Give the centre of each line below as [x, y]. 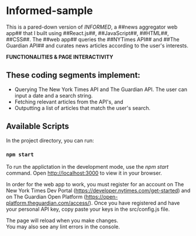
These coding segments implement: [73, 75]
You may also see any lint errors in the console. [63, 227]
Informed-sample [50, 11]
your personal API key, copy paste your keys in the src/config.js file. [88, 209]
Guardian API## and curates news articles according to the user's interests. [97, 46]
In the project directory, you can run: [50, 140]
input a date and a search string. [54, 95]
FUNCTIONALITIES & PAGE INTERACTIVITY [60, 57]
